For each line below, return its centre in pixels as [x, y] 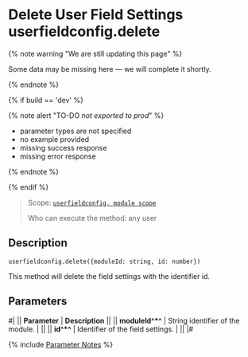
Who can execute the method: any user [92, 218]
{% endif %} [29, 187]
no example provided [54, 139]
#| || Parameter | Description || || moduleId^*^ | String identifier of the [124, 320]
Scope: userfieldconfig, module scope [92, 202]
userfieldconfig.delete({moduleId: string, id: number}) [105, 261]
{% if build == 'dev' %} [46, 100]
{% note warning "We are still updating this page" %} [95, 53]
